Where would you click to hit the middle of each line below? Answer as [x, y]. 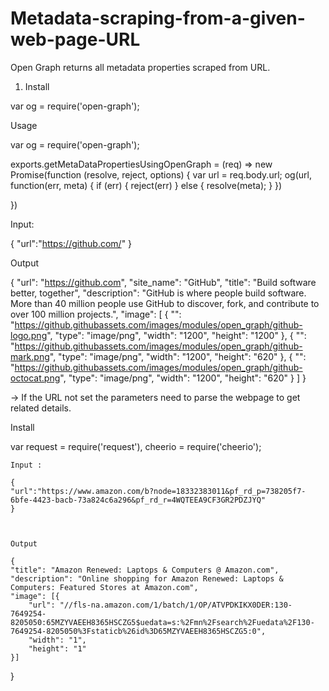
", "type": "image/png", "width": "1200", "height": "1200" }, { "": [176, 335]
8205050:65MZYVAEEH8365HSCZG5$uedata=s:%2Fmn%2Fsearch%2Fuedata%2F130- [162, 622]
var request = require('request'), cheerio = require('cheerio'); [136, 446]
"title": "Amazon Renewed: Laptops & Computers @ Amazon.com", [145, 570]
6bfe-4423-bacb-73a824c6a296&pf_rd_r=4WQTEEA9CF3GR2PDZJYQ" [138, 500]
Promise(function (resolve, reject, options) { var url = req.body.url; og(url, [161, 174]
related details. [41, 408]
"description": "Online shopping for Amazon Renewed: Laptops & [147, 578]
